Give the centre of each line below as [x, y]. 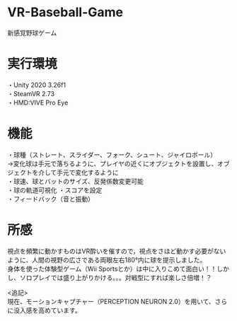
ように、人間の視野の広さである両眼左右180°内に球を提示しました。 [107, 259]
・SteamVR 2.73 [31, 93]
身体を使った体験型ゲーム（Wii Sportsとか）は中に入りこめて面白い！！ [112, 269]
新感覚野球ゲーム [32, 33]
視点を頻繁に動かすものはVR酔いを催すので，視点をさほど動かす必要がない [117, 251]
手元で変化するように [87, 172]
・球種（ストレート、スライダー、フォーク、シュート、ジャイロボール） [112, 154]
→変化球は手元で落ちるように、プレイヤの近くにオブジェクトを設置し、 [112, 163]
